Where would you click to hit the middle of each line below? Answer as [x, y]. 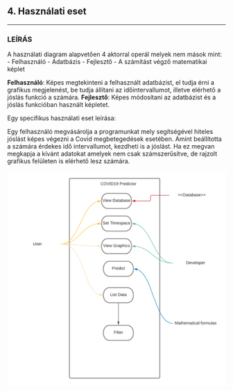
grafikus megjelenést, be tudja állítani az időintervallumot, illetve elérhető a [114, 90]
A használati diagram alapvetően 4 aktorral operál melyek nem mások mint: [115, 54]
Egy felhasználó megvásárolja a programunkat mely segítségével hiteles [110, 132]
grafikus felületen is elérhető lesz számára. [69, 161]
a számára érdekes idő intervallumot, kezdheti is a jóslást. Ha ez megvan [111, 147]
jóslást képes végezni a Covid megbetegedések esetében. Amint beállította [114, 139]
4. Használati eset [47, 11]
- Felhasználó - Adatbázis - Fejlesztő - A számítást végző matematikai [107, 62]
